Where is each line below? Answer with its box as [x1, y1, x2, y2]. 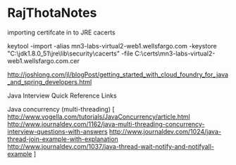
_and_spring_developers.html [7, 77, 92, 86]
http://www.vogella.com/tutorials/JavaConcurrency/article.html [7, 112, 190, 121]
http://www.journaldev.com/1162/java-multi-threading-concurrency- [7, 119, 206, 128]
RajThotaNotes [7, 5, 97, 21]
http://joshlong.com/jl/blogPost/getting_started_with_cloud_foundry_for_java [7, 70, 229, 79]
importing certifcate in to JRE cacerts [7, 28, 116, 37]
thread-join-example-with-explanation [7, 135, 118, 143]
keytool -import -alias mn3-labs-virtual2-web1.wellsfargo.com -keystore [7, 41, 217, 50]
